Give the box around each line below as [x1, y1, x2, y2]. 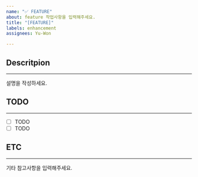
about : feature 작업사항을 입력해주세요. [6, 14, 96, 20]
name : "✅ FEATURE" [6, 8, 52, 15]
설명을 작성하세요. [6, 79, 48, 86]
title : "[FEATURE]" [6, 19, 54, 25]
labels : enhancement [6, 25, 57, 31]
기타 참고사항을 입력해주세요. [6, 164, 72, 171]
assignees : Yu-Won [6, 31, 51, 37]
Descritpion [6, 57, 50, 68]
